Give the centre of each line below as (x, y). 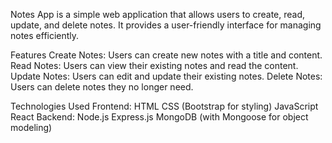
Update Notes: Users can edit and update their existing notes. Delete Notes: (166, 76)
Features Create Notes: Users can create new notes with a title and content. (166, 55)
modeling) (31, 127)
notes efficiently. (45, 35)
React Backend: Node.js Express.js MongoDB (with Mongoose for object (159, 117)
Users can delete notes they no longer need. (102, 87)
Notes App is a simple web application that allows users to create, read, (158, 14)
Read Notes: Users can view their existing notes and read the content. (154, 65)
